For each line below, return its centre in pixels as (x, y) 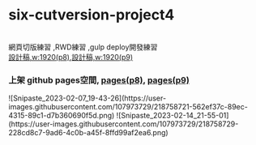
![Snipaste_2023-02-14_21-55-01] (173, 116)
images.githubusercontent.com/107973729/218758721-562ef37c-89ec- (128, 107)
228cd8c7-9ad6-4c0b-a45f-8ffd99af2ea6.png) (88, 133)
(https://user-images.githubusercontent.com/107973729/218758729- (124, 124)
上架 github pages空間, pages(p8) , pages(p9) (99, 80)
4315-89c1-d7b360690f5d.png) (62, 116)
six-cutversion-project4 (92, 15)
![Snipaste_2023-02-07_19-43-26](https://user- (87, 98)
